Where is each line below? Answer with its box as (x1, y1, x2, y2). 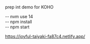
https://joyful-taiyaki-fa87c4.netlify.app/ (5, 34, 86, 39)
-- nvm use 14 (5, 14, 33, 19)
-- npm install (5, 19, 33, 24)
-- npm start (5, 24, 30, 30)
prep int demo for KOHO (5, 4, 54, 10)
